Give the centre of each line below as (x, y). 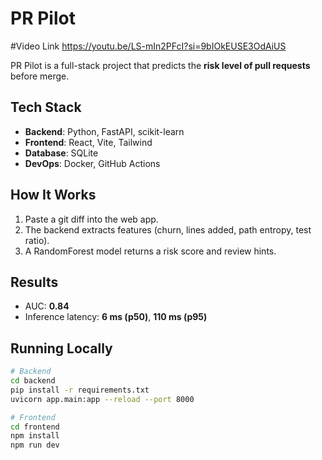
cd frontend (35, 427)
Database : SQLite (61, 153)
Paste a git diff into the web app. (91, 219)
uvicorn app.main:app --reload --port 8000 (102, 399)
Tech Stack (46, 107)
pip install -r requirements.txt (80, 390)
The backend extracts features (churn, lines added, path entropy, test (168, 229)
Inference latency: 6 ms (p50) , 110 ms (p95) (116, 317)
